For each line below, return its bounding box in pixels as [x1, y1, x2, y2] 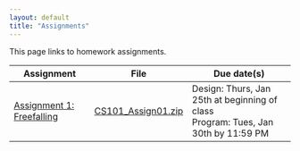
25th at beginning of [191, 93, 279, 105]
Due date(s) [212, 67, 265, 80]
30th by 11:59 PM [191, 127, 270, 139]
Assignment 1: [13, 99, 75, 112]
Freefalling [13, 110, 58, 122]
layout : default [9, 13, 70, 22]
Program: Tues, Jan [191, 115, 274, 128]
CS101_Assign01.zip [94, 105, 184, 117]
